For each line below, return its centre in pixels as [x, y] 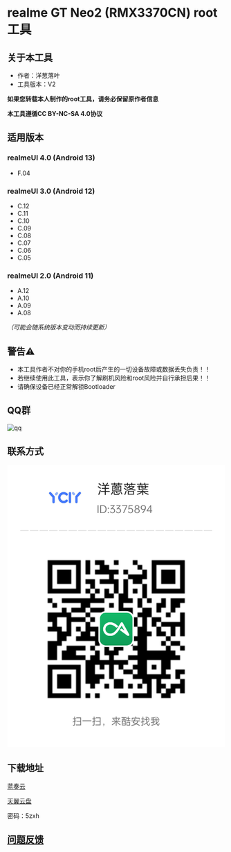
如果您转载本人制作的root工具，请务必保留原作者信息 [83, 99]
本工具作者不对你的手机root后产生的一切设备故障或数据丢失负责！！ [114, 369]
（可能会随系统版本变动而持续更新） [59, 327]
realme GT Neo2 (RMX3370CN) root [112, 13]
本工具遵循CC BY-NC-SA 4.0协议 [55, 114]
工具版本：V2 [36, 84]
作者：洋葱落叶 [38, 75]
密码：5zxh [23, 816]
